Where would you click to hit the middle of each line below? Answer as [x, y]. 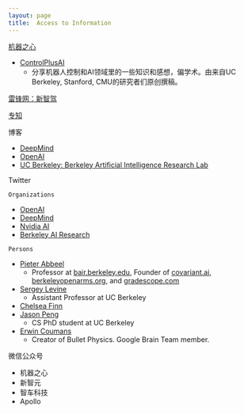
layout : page [30, 15]
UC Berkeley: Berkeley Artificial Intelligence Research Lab [114, 165]
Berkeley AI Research [55, 234]
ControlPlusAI [42, 62]
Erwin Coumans [46, 331]
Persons [21, 249]
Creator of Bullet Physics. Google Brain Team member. [120, 339]
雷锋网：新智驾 [32, 98]
